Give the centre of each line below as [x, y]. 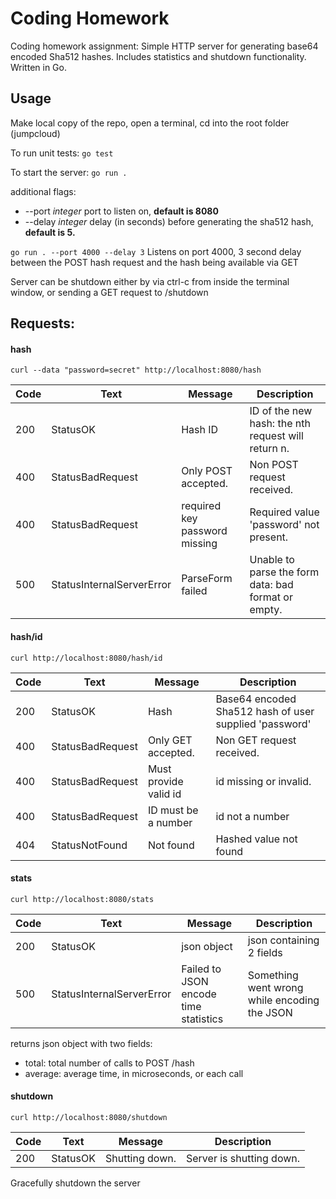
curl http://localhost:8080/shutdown [89, 1117]
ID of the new [281, 411]
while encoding [283, 1000]
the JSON [270, 1012]
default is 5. [50, 232]
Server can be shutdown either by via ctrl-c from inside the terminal [150, 281]
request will [276, 436]
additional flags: [43, 191]
